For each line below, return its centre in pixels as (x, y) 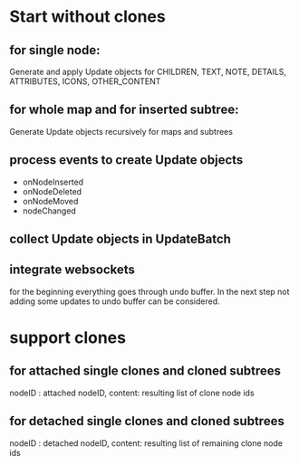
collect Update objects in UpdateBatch (120, 239)
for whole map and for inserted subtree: (124, 110)
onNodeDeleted (52, 191)
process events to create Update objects (126, 160)
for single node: (55, 50)
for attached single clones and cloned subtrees (145, 371)
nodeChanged (49, 211)
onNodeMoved (50, 201)
